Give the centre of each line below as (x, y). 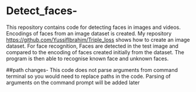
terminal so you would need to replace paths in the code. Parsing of (89, 76)
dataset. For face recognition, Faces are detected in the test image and (92, 46)
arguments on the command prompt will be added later (73, 82)
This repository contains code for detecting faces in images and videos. (94, 27)
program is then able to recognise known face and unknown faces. (87, 58)
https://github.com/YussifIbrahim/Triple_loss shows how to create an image (98, 40)
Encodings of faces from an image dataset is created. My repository (89, 33)
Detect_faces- (42, 11)
